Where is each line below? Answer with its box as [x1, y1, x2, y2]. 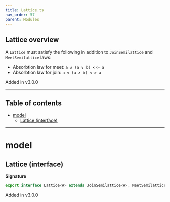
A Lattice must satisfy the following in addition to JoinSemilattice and [5, 49, 153, 55]
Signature [5, 173, 27, 179]
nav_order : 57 [5, 12, 35, 17]
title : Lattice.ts [5, 7, 44, 13]
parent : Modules [5, 17, 39, 22]
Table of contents [5, 98, 62, 107]
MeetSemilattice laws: [5, 54, 52, 61]
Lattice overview [5, 35, 59, 44]
